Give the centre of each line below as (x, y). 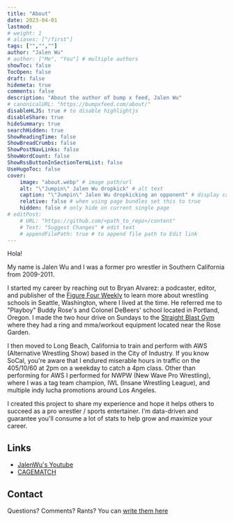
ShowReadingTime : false (42, 137)
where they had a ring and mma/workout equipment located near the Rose (114, 325)
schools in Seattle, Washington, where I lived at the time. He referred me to (115, 303)
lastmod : (20, 26)
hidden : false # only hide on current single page (95, 208)
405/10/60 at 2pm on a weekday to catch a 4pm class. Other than (102, 368)
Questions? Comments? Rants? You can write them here (88, 511)
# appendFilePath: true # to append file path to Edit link (109, 234)
